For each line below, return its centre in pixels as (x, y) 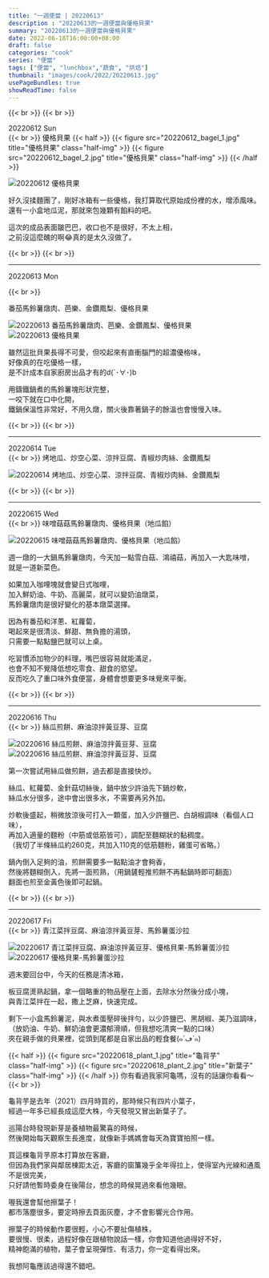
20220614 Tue (32, 448)
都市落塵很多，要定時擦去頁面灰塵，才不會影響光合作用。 (103, 1212)
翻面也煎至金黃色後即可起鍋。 (57, 882)
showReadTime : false (43, 90)
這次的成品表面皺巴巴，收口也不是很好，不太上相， (92, 227)
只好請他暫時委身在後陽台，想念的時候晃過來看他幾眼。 (99, 1185)
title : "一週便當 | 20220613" (56, 16)
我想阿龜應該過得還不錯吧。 (54, 1266)
